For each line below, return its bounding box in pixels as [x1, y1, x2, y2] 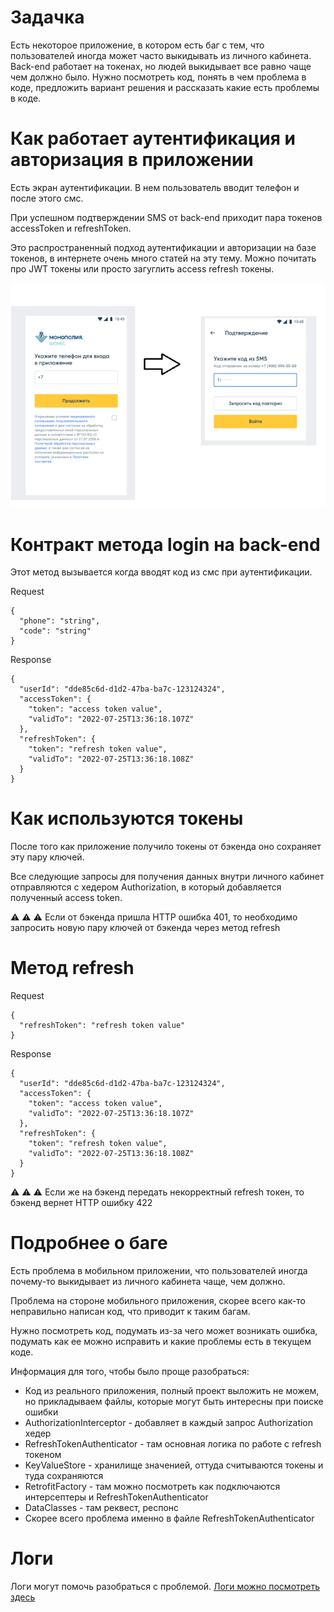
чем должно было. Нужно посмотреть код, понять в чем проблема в [10, 71, 307, 83]
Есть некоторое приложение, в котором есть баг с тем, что [10, 39, 265, 51]
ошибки [24, 1406, 59, 1418]
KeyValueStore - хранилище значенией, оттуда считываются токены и [24, 1459, 324, 1471]
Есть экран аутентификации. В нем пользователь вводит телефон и [10, 181, 300, 193]
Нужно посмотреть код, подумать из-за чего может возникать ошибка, [10, 1325, 318, 1337]
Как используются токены [10, 807, 244, 830]
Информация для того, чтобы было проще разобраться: [10, 1366, 250, 1378]
